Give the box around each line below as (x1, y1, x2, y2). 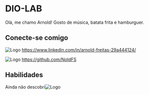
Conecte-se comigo (5, 34, 68, 42)
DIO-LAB (5, 3, 42, 14)
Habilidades (5, 71, 43, 79)
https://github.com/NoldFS (21, 56, 77, 62)
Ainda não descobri (5, 84, 46, 90)
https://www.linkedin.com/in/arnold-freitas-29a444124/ (21, 47, 136, 52)
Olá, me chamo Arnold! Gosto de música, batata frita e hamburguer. (5, 19, 145, 25)
